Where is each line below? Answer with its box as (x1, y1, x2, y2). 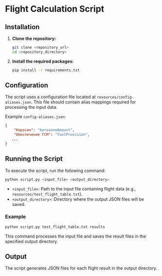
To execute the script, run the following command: (5, 168, 106, 173)
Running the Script (5, 155, 63, 163)
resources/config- (97, 95, 134, 100)
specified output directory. (5, 238, 58, 244)
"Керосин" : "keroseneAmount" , (14, 128, 75, 133)
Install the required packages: (12, 58, 74, 64)
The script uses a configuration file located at (5, 94, 96, 100)
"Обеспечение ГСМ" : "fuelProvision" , (14, 132, 90, 137)
